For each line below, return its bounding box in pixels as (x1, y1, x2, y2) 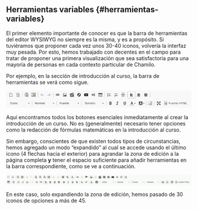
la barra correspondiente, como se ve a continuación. (6, 162, 136, 170)
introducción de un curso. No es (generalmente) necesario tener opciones (6, 120, 186, 127)
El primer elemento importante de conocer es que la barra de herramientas (6, 29, 188, 37)
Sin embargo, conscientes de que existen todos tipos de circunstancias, (6, 137, 181, 145)
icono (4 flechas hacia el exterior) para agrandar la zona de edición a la (6, 150, 179, 157)
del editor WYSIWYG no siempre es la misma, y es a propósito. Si (6, 35, 164, 43)
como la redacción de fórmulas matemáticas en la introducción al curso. (6, 126, 181, 133)
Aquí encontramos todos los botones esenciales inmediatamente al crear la (6, 113, 189, 120)
